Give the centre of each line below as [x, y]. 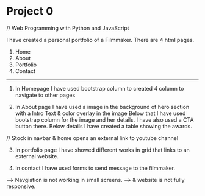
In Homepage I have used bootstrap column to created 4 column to [99, 88]
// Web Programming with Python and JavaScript [68, 28]
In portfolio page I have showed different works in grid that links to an [103, 150]
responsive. [21, 186]
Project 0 [30, 11]
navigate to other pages [45, 95]
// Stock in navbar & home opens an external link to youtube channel [92, 138]
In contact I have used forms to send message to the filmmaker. [95, 168]
